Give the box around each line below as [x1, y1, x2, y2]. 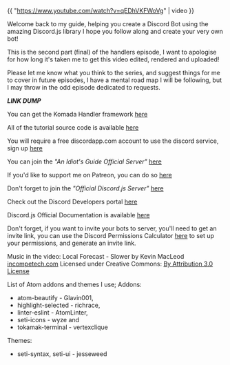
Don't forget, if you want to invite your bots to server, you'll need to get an [7, 224, 217, 233]
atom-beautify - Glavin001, [17, 294, 94, 302]
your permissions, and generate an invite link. [7, 239, 136, 247]
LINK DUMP [7, 97, 41, 105]
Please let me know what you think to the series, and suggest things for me [7, 69, 220, 77]
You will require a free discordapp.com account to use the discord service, [7, 137, 219, 145]
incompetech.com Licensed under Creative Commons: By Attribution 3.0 [7, 259, 213, 268]
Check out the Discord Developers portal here [7, 197, 138, 206]
